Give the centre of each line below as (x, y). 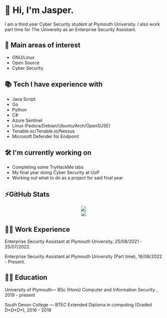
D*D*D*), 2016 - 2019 (28, 310)
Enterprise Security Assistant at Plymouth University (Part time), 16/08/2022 (83, 256)
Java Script (24, 99)
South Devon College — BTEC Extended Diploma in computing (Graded (78, 304)
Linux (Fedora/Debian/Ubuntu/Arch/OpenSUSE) (61, 125)
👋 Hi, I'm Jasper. (39, 10)
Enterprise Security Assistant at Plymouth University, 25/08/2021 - (73, 241)
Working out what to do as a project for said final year (67, 178)
